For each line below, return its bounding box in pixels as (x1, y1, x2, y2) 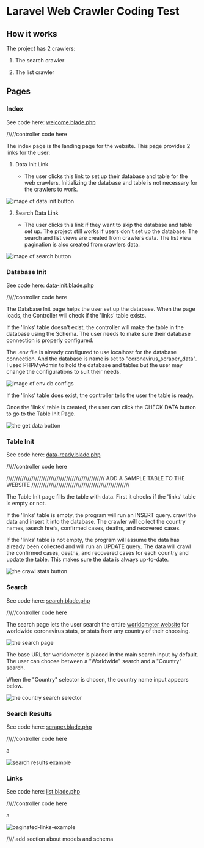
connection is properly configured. (6, 337, 93, 344)
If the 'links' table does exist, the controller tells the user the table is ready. (6, 392, 194, 399)
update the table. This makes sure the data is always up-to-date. (6, 556, 169, 563)
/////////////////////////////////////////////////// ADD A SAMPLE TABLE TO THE (6, 475, 185, 482)
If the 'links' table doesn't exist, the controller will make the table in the (6, 323, 184, 331)
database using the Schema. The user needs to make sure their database (6, 330, 191, 337)
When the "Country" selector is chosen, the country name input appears (6, 675, 189, 683)
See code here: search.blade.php (6, 597, 90, 604)
